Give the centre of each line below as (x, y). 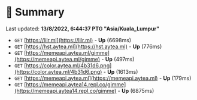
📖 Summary (35, 12)
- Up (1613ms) (121, 71)
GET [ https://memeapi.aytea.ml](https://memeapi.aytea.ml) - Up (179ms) (103, 78)
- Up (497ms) (118, 59)
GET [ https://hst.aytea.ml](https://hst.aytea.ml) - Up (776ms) (88, 46)
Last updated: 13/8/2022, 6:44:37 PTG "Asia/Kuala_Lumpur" (83, 29)
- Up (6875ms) (136, 90)
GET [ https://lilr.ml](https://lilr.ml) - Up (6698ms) (73, 40)
